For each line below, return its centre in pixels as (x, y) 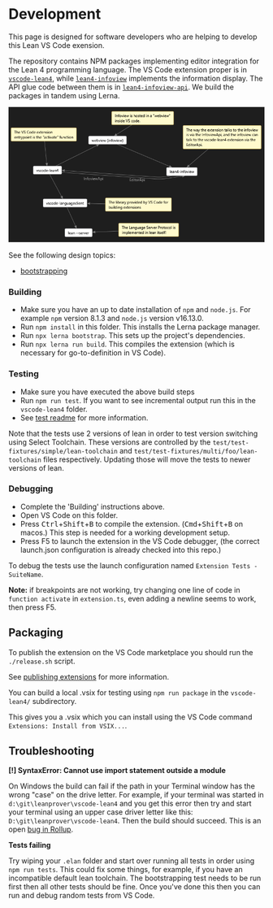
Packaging (36, 633)
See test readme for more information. (84, 417)
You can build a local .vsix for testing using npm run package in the (119, 693)
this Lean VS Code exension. (56, 45)
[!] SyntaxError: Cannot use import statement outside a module (117, 771)
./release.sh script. (42, 661)
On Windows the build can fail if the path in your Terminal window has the (132, 786)
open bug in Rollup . (41, 829)
